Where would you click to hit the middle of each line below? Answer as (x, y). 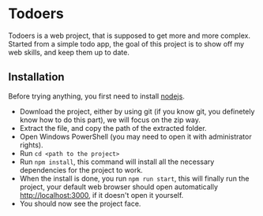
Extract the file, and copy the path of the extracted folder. (113, 128)
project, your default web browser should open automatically (119, 187)
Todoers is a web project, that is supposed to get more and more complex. (130, 35)
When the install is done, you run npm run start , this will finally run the (134, 178)
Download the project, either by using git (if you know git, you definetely (137, 111)
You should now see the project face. (80, 203)
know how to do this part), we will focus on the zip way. (110, 120)
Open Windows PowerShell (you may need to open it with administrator (135, 136)
